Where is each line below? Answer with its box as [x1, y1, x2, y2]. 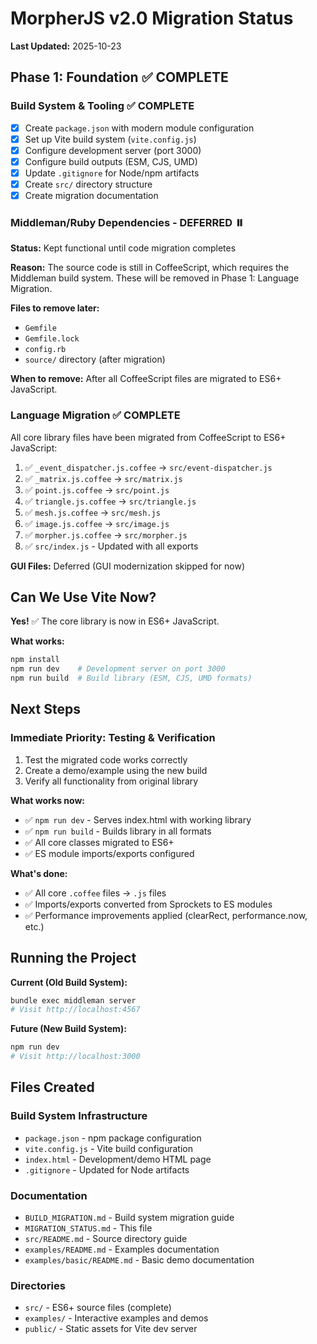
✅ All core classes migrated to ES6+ [24, 836, 175, 848]
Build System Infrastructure [10, 1109, 148, 1123]
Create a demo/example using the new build [24, 764, 208, 776]
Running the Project [10, 950, 137, 967]
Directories [10, 1279, 66, 1292]
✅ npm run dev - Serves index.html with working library [24, 813, 252, 826]
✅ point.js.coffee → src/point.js [24, 483, 170, 496]
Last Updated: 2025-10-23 [10, 40, 122, 52]
